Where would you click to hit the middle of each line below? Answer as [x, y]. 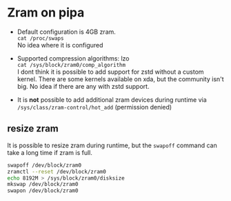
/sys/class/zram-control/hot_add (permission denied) [94, 107]
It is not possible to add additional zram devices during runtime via [112, 99]
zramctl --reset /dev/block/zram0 [57, 171]
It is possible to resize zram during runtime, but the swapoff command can [112, 145]
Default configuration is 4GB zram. [66, 32]
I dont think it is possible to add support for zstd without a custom [111, 72]
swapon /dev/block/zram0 [43, 191]
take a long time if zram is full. [50, 152]
